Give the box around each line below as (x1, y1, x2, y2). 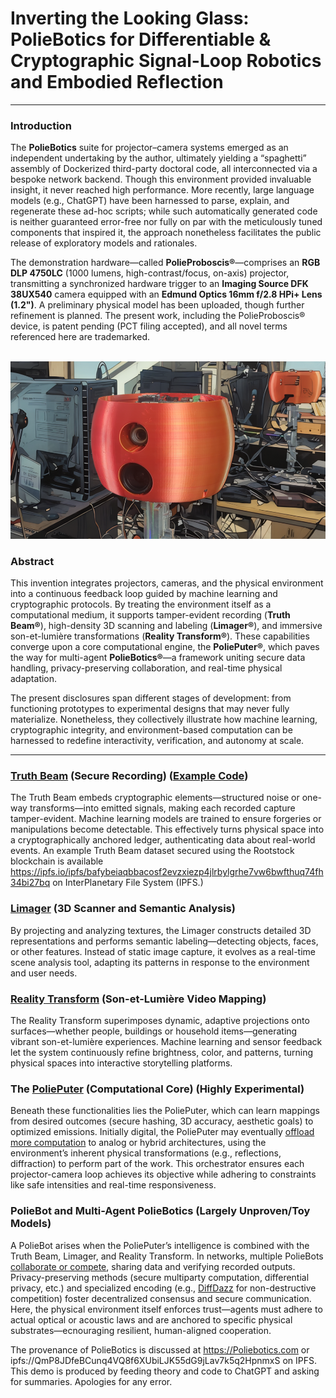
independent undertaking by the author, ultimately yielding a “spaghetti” (10, 152, 307, 164)
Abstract (10, 554, 55, 568)
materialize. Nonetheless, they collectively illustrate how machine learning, (10, 713, 318, 726)
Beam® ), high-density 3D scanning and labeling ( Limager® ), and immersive (10, 620, 323, 632)
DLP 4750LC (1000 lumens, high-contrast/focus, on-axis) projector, (10, 267, 290, 279)
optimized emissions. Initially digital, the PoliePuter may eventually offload (10, 1126, 315, 1138)
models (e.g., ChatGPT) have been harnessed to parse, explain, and (10, 195, 290, 207)
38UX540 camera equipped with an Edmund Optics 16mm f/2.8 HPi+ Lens (10, 288, 323, 301)
